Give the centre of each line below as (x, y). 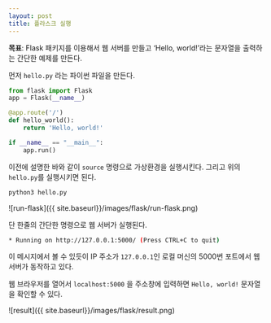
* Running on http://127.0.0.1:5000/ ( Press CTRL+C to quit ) (114, 240)
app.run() (40, 150)
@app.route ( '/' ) (36, 113)
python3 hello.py (38, 192)
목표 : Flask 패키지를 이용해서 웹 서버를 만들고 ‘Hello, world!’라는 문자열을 (125, 48)
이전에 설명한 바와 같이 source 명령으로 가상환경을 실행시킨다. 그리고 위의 (125, 167)
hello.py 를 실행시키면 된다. (52, 177)
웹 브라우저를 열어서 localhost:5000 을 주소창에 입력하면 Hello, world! (124, 284)
